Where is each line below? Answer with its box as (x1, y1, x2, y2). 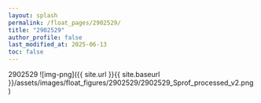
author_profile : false (8, 33, 83, 42)
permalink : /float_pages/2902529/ (8, 19, 122, 27)
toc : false (8, 48, 44, 56)
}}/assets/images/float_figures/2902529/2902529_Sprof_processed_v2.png (8, 78, 254, 87)
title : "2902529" (8, 26, 65, 34)
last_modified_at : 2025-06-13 (8, 41, 108, 49)
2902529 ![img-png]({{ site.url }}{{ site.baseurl (8, 70, 160, 79)
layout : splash (8, 11, 58, 20)
